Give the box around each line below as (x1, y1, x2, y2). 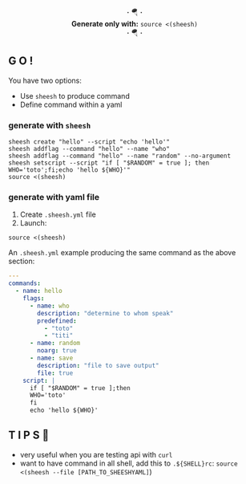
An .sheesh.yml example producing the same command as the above (8, 248, 236, 258)
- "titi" (43, 331, 74, 340)
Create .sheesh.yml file (19, 209, 96, 219)
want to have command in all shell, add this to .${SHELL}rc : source (19, 458, 238, 468)
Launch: (19, 218, 47, 228)
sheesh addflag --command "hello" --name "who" (8, 145, 171, 153)
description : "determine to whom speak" (37, 309, 174, 317)
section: (8, 256, 35, 266)
